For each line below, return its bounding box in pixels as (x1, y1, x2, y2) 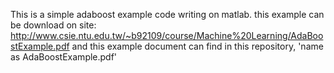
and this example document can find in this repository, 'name (71, 40, 324, 52)
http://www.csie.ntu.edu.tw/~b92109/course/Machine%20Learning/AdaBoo (10, 30, 324, 41)
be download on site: (10, 19, 97, 31)
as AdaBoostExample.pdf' (10, 51, 118, 63)
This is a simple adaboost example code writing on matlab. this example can (10, 9, 325, 20)
